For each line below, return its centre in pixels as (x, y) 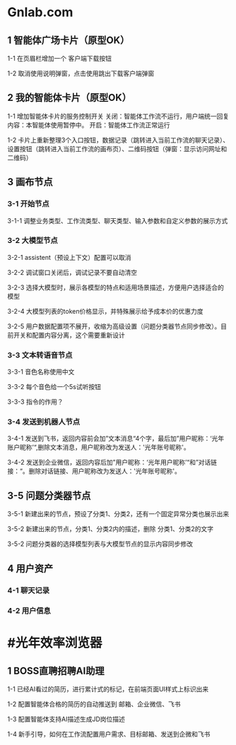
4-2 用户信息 (29, 611)
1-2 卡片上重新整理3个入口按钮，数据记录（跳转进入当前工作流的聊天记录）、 (118, 140)
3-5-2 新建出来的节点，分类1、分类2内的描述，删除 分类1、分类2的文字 (111, 529)
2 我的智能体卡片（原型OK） (70, 98)
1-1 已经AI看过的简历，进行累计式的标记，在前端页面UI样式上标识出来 (108, 689)
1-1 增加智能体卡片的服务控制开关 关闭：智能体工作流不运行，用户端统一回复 (118, 116)
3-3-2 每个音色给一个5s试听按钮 (54, 387)
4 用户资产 (30, 568)
